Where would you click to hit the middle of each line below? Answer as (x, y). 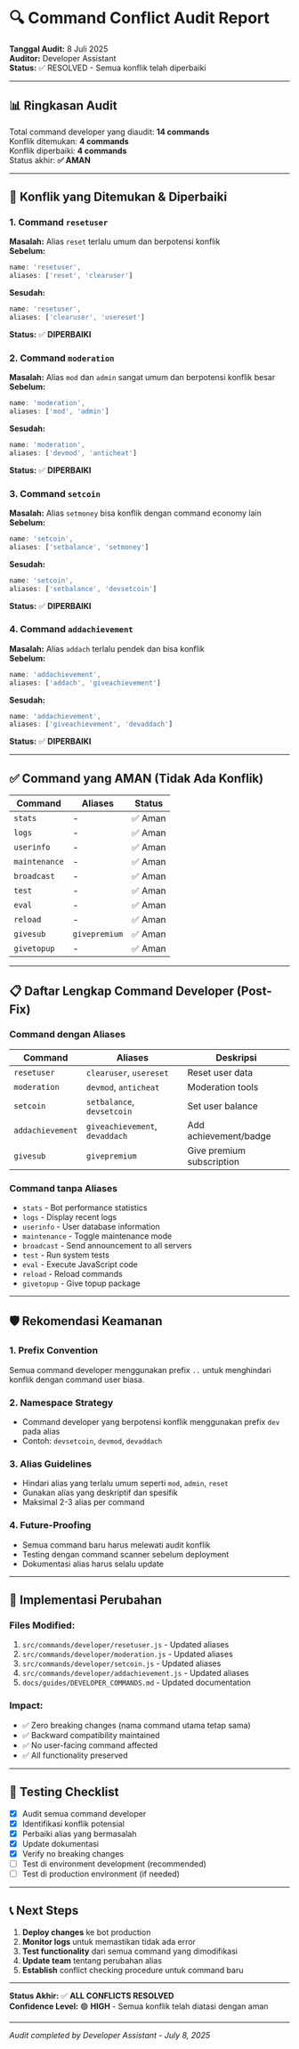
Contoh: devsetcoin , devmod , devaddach (92, 1441)
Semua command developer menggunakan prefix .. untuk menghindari (140, 1370)
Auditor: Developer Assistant (63, 58)
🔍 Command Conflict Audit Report (139, 18)
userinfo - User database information (91, 1227)
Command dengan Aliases (68, 1035)
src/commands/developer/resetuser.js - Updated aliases (125, 1645)
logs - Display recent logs (69, 1217)
